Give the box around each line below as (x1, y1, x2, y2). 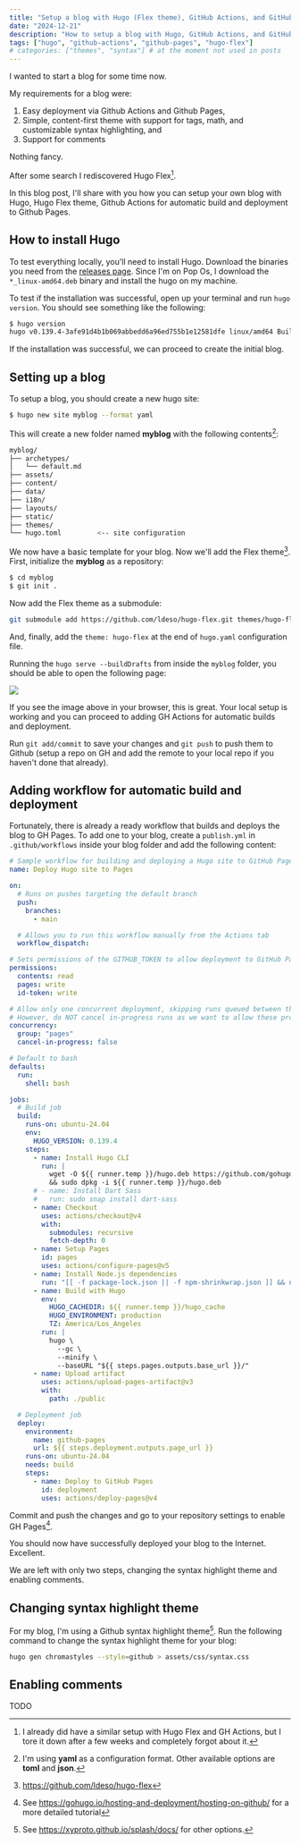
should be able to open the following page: (9, 667, 167, 678)
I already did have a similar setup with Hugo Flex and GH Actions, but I (21, 1727, 281, 1738)
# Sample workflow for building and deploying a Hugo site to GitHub (9, 857, 274, 866)
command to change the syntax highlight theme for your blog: (9, 1635, 237, 1645)
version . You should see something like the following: (9, 301, 206, 313)
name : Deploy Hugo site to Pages (9, 865, 134, 875)
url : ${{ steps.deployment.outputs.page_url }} (32, 1443, 214, 1453)
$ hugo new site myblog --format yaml (9, 410, 154, 420)
